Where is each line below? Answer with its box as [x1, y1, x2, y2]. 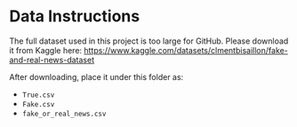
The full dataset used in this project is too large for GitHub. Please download [9, 36, 289, 46]
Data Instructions [9, 6, 140, 27]
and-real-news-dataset [9, 54, 95, 65]
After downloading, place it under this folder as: [9, 71, 184, 82]
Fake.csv [21, 99, 55, 108]
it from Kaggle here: [9, 44, 83, 55]
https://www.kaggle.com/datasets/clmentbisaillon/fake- [84, 44, 289, 55]
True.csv [21, 91, 55, 99]
